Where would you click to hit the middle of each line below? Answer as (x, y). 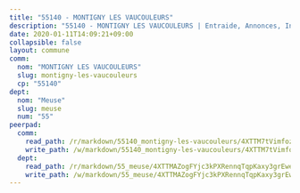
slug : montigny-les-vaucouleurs (78, 76)
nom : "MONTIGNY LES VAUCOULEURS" (79, 68)
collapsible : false (46, 42)
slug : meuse (40, 109)
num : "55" (35, 117)
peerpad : (25, 125)
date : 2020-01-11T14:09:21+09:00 (71, 34)
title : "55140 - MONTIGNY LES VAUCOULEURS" (92, 17)
